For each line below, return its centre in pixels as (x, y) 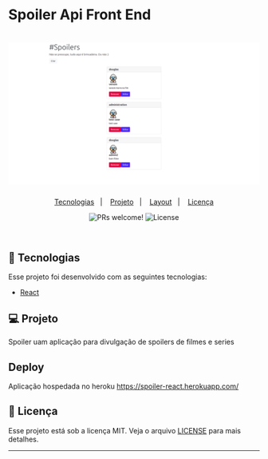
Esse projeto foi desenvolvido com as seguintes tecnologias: (108, 277)
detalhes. (24, 439)
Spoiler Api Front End (80, 15)
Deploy (26, 367)
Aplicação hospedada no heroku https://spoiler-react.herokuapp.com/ (124, 386)
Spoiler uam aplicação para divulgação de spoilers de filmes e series (121, 342)
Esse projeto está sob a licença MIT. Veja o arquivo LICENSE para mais (125, 430)
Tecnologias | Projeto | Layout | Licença (134, 202)
